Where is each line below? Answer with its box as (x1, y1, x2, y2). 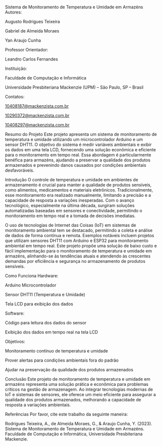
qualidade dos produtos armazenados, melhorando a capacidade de (5, 397, 141, 402)
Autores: (5, 9, 22, 15)
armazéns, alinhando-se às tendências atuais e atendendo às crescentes (5, 253, 151, 259)
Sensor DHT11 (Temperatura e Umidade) (5, 292, 86, 297)
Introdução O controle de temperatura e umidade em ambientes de (5, 177, 139, 182)
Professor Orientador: (5, 47, 48, 52)
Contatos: (5, 94, 25, 99)
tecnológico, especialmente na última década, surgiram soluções (5, 203, 135, 208)
